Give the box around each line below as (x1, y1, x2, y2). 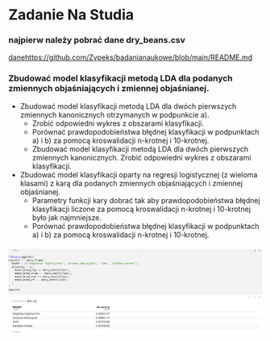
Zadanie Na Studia (8, 6, 135, 24)
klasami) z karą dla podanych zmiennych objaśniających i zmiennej (19, 178, 243, 188)
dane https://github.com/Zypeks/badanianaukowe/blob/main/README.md (8, 52, 253, 62)
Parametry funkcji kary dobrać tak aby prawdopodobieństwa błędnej (31, 195, 260, 205)
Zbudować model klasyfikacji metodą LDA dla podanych (8, 73, 234, 84)
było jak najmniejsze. (31, 212, 102, 222)
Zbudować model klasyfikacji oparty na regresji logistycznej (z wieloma (19, 169, 258, 179)
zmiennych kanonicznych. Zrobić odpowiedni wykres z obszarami (31, 152, 251, 162)
